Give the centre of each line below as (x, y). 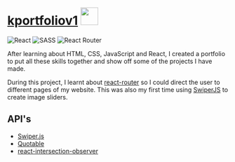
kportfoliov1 (43, 21)
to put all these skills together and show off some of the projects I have (110, 61)
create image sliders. (38, 97)
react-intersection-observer (58, 151)
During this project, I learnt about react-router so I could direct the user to (114, 82)
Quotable (31, 143)
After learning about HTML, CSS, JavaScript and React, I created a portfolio (116, 53)
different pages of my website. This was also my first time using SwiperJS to (118, 89)
